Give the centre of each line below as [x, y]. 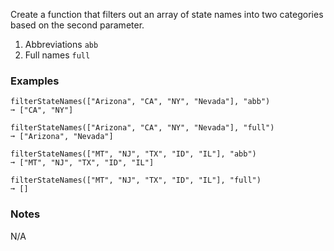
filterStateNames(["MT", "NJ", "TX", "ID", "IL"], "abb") [133, 154]
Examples [35, 81]
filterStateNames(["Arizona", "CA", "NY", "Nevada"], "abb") [140, 102]
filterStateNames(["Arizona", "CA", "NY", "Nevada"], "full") [142, 128]
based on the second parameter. [77, 25]
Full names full [57, 55]
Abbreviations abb [61, 44]
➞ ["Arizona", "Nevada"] [62, 137]
